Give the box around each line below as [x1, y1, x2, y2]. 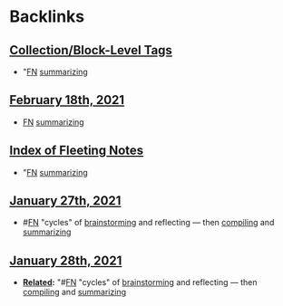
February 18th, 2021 [9, 92, 125, 108]
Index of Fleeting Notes [9, 143, 144, 158]
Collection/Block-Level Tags [9, 43, 172, 58]
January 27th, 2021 [9, 193, 122, 209]
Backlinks [9, 6, 85, 27]
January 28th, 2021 [9, 253, 122, 268]
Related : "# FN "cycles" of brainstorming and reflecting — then [22, 277, 258, 288]
